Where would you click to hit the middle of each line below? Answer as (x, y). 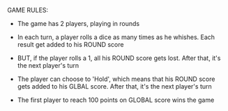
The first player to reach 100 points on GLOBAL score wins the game (116, 100)
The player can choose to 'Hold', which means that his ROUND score (116, 79)
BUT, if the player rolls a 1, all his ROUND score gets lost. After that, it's (119, 58)
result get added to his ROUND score (70, 44)
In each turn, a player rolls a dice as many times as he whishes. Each (116, 37)
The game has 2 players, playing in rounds (78, 23)
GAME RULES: (28, 10)
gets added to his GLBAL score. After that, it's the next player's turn (114, 86)
